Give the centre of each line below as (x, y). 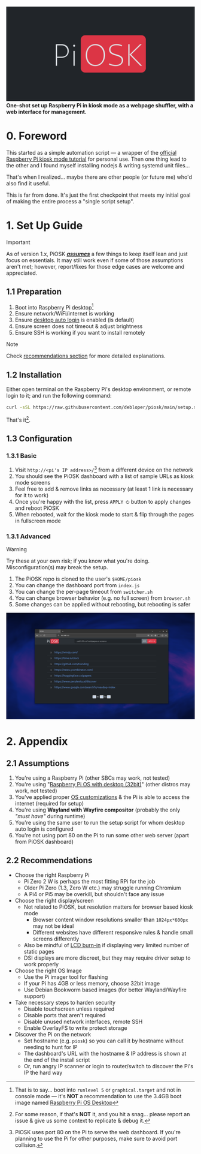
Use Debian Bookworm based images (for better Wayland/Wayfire (105, 990)
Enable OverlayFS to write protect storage (75, 1028)
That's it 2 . (19, 419)
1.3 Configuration (39, 439)
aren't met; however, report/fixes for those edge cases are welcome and (95, 266)
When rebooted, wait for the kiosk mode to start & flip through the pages (104, 515)
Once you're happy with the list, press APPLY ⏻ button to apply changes (103, 502)
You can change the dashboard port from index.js (77, 585)
